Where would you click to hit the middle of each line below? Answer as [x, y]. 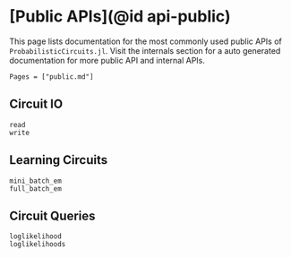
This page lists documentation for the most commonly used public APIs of [145, 41]
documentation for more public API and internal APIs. [107, 60]
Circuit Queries [52, 215]
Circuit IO [36, 104]
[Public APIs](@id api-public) [120, 17]
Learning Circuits [59, 160]
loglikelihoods [38, 245]
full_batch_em [36, 189]
